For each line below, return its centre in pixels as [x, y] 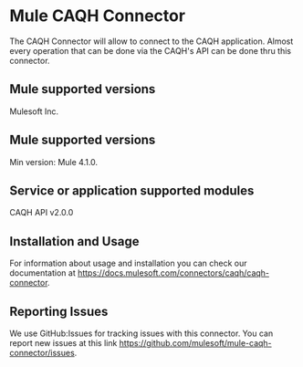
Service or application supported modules [132, 190]
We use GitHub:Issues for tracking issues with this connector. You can [141, 333]
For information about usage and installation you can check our [129, 263]
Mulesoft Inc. [34, 111]
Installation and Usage [74, 241]
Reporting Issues [59, 311]
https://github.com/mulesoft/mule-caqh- [195, 343]
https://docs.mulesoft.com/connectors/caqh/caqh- [173, 273]
